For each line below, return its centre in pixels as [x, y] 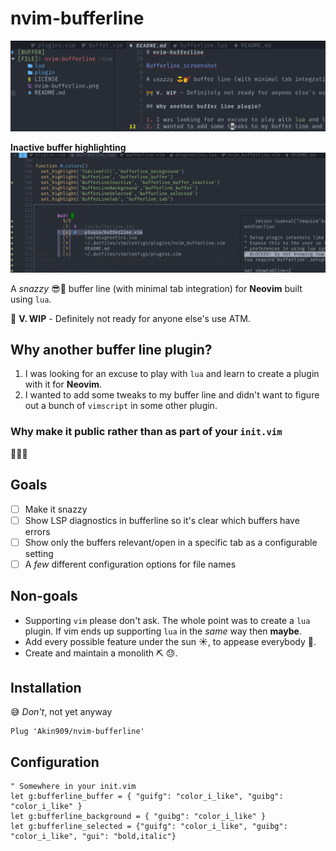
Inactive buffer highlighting [68, 148]
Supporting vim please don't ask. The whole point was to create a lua [167, 620]
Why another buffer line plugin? [111, 349]
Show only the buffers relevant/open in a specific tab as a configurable [171, 542]
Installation [46, 687]
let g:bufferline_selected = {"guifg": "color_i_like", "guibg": [149, 827]
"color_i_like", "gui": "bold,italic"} [93, 837]
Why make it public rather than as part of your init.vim [146, 432]
